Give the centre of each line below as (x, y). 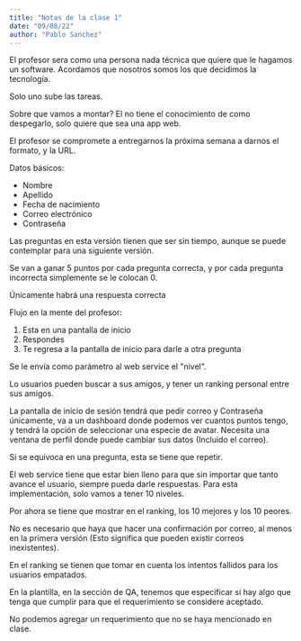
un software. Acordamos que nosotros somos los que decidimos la (133, 69)
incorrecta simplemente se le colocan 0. (84, 278)
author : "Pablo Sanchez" (56, 34)
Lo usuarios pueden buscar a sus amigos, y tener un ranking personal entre (149, 384)
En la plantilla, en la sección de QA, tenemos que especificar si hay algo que (150, 592)
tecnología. (30, 79)
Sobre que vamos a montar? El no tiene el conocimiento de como (130, 114)
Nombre (37, 185)
